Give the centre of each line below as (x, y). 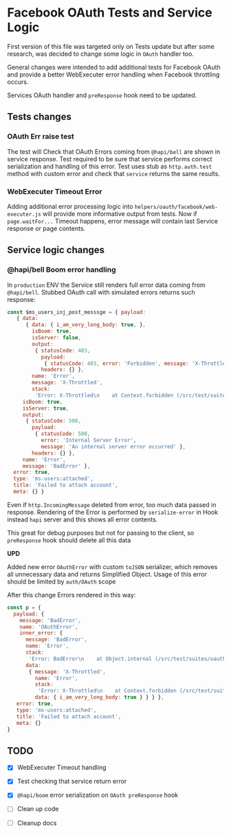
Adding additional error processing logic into (70, 206)
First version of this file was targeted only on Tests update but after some (111, 46)
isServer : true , (46, 408)
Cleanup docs (37, 823)
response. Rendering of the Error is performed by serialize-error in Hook (113, 512)
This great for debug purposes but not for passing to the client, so (101, 533)
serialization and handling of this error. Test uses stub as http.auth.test (110, 166)
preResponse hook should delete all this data (69, 540)
